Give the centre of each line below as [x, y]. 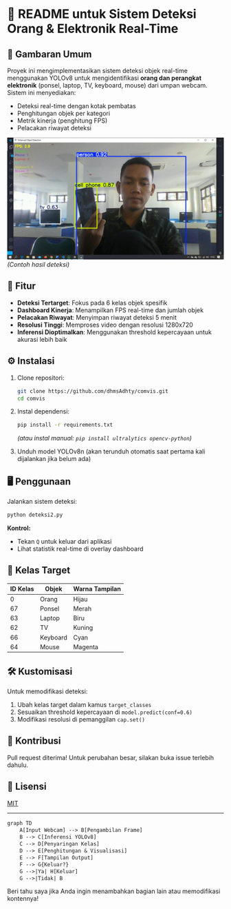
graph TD [20, 823]
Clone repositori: [41, 378]
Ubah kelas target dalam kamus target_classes [84, 705]
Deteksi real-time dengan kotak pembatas [76, 106]
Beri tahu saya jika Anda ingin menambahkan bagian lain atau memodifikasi [114, 891]
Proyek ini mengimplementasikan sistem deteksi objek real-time [97, 71]
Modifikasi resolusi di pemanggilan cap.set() [81, 719]
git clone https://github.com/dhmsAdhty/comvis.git [92, 391]
